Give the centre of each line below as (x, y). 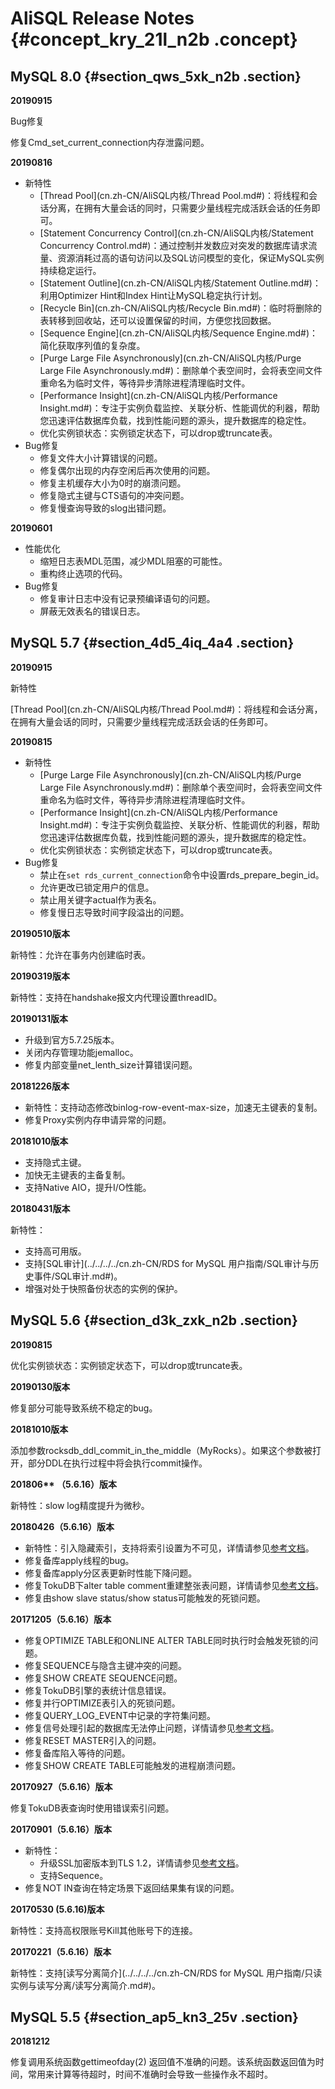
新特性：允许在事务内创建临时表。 (80, 954)
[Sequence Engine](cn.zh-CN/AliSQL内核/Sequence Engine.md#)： (179, 333)
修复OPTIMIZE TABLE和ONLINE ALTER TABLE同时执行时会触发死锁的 (167, 1640)
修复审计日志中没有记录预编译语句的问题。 (127, 598)
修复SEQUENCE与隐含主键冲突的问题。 (105, 1665)
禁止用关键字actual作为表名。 (100, 899)
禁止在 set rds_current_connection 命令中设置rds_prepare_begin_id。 (182, 874)
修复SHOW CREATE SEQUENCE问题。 (103, 1678)
